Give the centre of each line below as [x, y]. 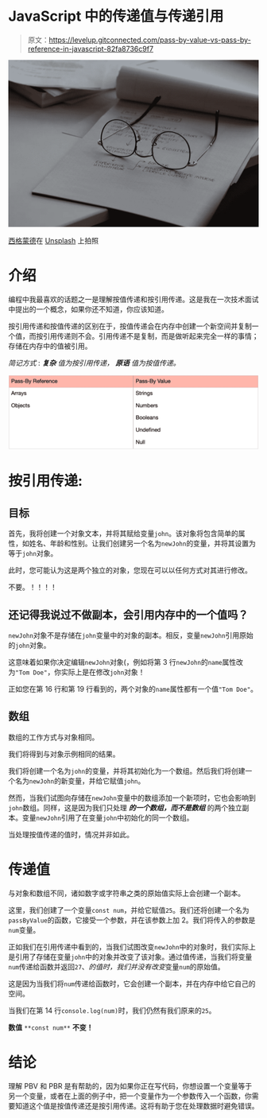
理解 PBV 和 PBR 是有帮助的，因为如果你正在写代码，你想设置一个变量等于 [130, 1085]
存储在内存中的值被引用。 [50, 346]
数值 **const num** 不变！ [51, 1027]
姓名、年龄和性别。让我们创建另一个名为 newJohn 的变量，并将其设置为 [143, 543]
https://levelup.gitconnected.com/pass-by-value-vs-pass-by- [150, 40]
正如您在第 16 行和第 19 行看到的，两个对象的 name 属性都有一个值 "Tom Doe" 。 [133, 689]
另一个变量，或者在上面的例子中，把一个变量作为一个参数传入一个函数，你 [130, 1096]
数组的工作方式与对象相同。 [54, 737]
